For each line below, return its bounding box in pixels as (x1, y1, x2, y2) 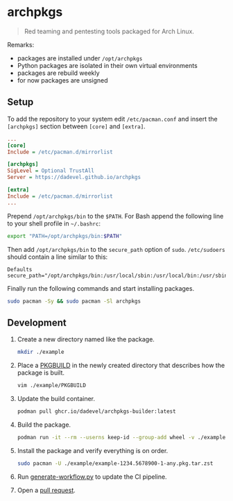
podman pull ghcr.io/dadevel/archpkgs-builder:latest (17, 407, 176, 415)
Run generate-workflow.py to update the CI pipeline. (17, 473, 168, 481)
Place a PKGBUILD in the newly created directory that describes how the (17, 362, 225, 370)
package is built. (17, 368, 64, 377)
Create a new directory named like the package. (17, 335, 155, 343)
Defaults (7, 266, 33, 273)
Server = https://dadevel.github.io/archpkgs (7, 174, 141, 181)
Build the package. (17, 421, 71, 429)
